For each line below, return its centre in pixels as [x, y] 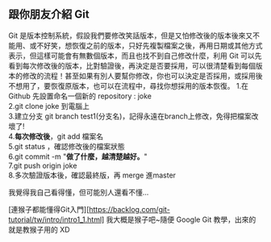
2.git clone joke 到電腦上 [49, 106]
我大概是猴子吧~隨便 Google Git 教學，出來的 [181, 219]
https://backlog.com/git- [129, 209]
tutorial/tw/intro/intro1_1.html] [56, 219]
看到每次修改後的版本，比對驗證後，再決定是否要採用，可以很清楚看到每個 [132, 65]
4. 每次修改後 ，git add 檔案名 [56, 136]
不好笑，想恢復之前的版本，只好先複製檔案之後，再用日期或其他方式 [149, 45]
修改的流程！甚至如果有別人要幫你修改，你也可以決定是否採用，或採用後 [142, 76]
